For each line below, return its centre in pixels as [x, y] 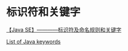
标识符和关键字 [43, 12]
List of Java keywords [34, 42]
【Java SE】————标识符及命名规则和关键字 [64, 30]
